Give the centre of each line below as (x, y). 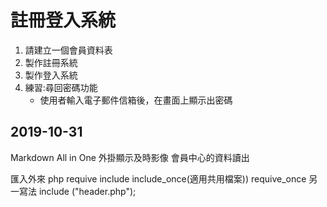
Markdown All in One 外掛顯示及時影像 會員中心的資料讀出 (130, 157)
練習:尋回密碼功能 (61, 87)
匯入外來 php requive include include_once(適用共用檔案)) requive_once (158, 178)
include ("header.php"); (87, 191)
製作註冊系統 (51, 62)
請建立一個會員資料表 (68, 50)
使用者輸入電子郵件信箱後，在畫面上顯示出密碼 (136, 100)
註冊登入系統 (63, 20)
